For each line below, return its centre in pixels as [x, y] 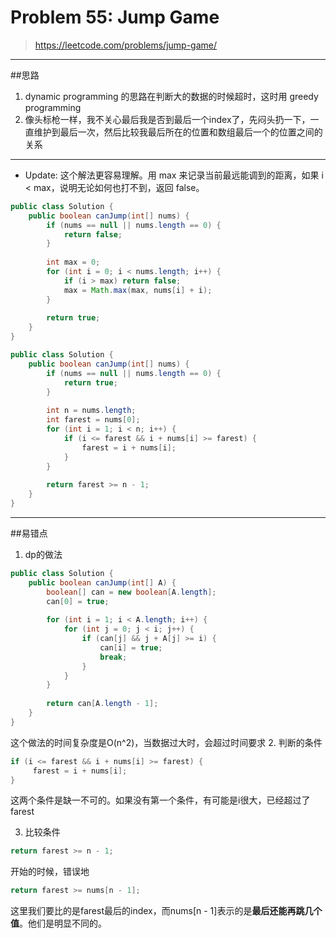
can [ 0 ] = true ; [78, 601]
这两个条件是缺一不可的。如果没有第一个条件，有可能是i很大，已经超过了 [160, 800]
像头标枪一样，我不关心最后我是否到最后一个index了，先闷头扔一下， [167, 119]
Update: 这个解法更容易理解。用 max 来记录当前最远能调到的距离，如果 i [174, 175]
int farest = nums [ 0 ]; [93, 420]
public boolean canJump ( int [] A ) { [102, 582]
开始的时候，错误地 [50, 872]
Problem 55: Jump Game [115, 17]
